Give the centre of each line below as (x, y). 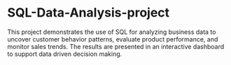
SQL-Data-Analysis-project (89, 13)
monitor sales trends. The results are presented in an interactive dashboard (116, 46)
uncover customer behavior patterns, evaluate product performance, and (113, 39)
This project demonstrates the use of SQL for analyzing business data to (112, 32)
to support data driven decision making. (65, 54)
